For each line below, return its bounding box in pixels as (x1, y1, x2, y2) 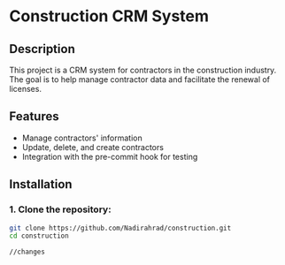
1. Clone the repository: (9, 203, 112, 216)
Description (9, 42, 75, 57)
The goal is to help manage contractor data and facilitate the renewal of (9, 74, 271, 85)
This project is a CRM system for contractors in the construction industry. (9, 64, 277, 75)
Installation (9, 177, 73, 192)
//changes (9, 247, 46, 257)
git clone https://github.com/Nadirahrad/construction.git (9, 223, 232, 232)
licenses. (9, 84, 42, 94)
